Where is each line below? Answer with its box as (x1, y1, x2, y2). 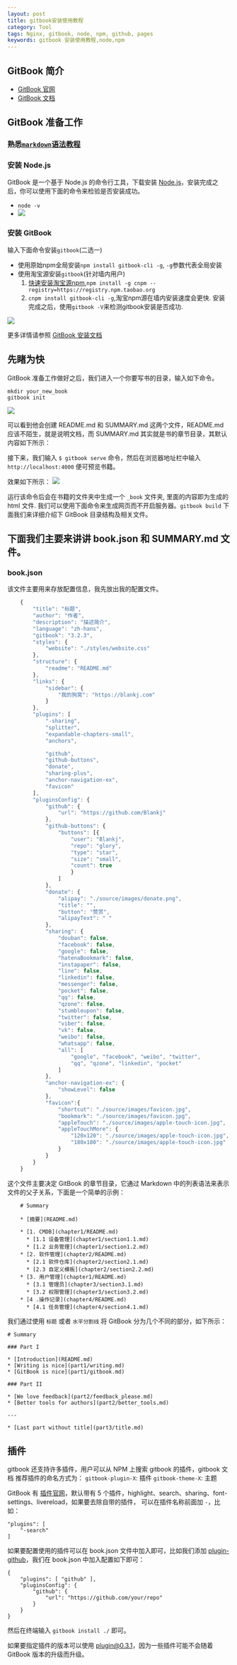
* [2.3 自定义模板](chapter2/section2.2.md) (25, 1266, 154, 1273)
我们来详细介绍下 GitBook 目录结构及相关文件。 (13, 510, 152, 518)
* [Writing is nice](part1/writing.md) (7, 1362, 125, 1369)
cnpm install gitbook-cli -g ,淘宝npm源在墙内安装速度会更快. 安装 (28, 293, 226, 302)
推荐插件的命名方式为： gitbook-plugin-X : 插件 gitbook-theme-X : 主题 (15, 1474, 217, 1482)
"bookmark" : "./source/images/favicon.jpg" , (57, 1112, 192, 1120)
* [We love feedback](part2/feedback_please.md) (7, 1393, 154, 1400)
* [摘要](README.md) (20, 1216, 79, 1223)
